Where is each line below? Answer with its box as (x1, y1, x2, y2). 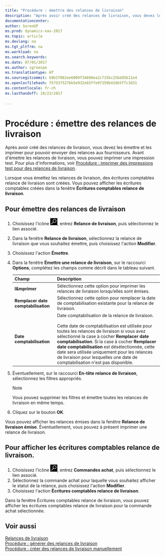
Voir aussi (5, 522, 36, 530)
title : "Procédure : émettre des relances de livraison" (5, 8, 124, 13)
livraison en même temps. (12, 400, 65, 406)
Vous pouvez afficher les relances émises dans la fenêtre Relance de (5, 419, 145, 425)
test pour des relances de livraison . (5, 165, 77, 172)
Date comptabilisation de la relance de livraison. (57, 312, 154, 318)
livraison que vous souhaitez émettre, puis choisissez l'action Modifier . (12, 241, 157, 247)
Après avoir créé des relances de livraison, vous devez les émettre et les (5, 145, 152, 150)
